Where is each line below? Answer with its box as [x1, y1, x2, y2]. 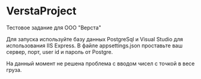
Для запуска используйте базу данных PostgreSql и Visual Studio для [6, 35, 183, 42]
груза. [6, 66, 22, 73]
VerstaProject [6, 4, 77, 18]
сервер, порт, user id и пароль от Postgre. [6, 48, 113, 55]
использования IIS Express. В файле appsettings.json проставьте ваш [6, 42, 183, 49]
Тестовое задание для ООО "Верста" [6, 24, 101, 31]
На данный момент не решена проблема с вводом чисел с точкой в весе [6, 60, 195, 67]
